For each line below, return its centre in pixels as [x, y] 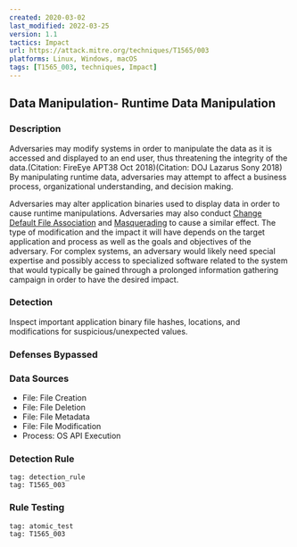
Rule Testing [37, 508]
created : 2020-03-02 [48, 17]
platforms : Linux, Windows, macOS [74, 59]
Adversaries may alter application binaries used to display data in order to [145, 203]
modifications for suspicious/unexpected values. [99, 331]
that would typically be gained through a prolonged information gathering [144, 269]
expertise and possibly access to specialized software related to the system [148, 261]
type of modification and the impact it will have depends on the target [137, 232]
